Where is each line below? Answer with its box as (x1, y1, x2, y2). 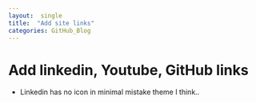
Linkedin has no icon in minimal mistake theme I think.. (19, 87, 200, 97)
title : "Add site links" (8, 19, 94, 27)
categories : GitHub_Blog (8, 26, 91, 34)
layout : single (8, 11, 62, 20)
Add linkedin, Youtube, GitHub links (8, 61, 250, 79)
